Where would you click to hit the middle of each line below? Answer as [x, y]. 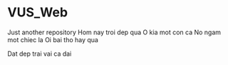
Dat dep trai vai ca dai [40, 54]
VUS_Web [38, 12]
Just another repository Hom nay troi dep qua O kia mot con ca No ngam [114, 32]
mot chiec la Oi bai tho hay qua [53, 39]
